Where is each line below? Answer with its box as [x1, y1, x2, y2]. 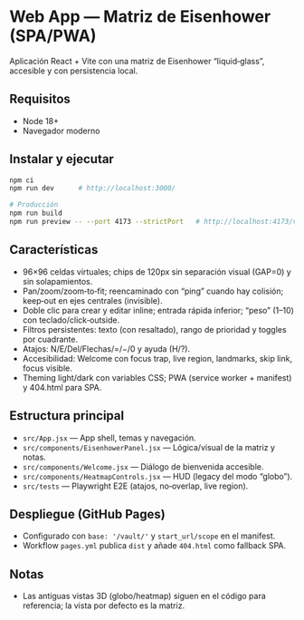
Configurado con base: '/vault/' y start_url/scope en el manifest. [22, 530, 276, 541]
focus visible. [22, 363, 72, 373]
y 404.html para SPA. [22, 382, 102, 392]
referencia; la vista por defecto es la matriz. [22, 600, 185, 611]
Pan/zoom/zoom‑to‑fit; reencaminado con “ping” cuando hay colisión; [22, 286, 284, 296]
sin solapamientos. [22, 276, 93, 286]
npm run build [9, 208, 63, 218]
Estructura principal [9, 408, 125, 423]
